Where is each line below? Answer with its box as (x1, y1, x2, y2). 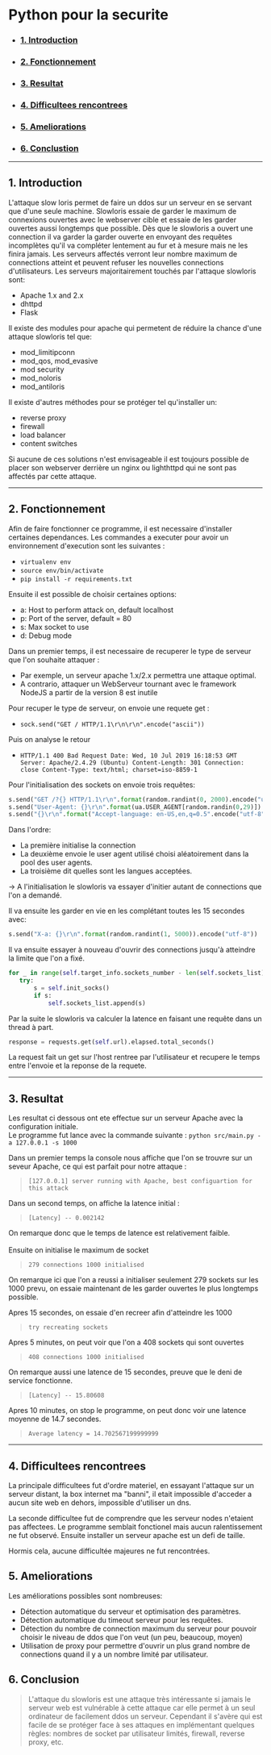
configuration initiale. (8, 1122, 79, 1132)
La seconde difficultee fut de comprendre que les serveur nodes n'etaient (8, 1514, 254, 1524)
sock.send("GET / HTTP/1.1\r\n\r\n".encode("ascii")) (19, 720, 205, 728)
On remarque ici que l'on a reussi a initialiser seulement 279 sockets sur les (8, 1275, 259, 1285)
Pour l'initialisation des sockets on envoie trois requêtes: (8, 780, 196, 790)
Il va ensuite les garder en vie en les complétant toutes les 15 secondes (8, 906, 245, 916)
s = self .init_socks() (33, 984, 110, 992)
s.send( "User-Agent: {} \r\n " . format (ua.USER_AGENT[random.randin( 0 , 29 (8, 802, 251, 811)
